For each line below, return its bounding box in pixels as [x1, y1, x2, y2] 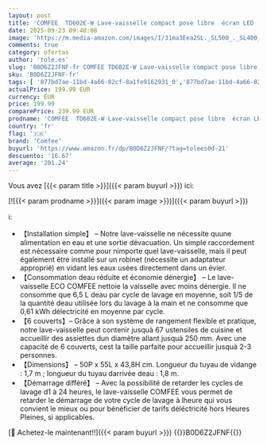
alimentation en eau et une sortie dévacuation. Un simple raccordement [19, 238, 254, 247]
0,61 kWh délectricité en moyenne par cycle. [19, 307, 165, 316]
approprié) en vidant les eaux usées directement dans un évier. [19, 263, 226, 273]
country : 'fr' [8, 122, 56, 130]
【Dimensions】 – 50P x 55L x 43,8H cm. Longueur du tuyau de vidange [19, 360, 257, 370]
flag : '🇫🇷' [8, 129, 48, 137]
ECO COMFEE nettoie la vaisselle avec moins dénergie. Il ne [50, 282, 246, 291]
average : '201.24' [8, 159, 69, 167]
